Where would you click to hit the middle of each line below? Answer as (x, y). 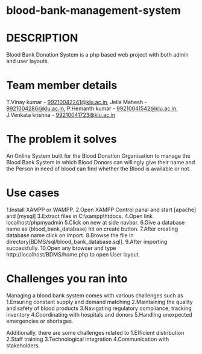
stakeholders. (23, 345)
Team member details (62, 85)
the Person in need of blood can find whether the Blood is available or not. (99, 169)
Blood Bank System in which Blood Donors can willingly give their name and (101, 162)
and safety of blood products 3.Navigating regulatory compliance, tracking (99, 308)
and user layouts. (28, 61)
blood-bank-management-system (93, 11)
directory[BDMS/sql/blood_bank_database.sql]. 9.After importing (87, 241)
